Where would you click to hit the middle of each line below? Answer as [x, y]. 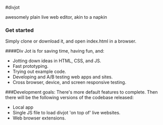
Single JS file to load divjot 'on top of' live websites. [66, 113]
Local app [23, 107]
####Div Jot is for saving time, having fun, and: [55, 51]
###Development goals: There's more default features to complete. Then [81, 92]
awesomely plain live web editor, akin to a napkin [56, 17]
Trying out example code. [39, 72]
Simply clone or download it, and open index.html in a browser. [71, 41]
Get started [19, 30]
